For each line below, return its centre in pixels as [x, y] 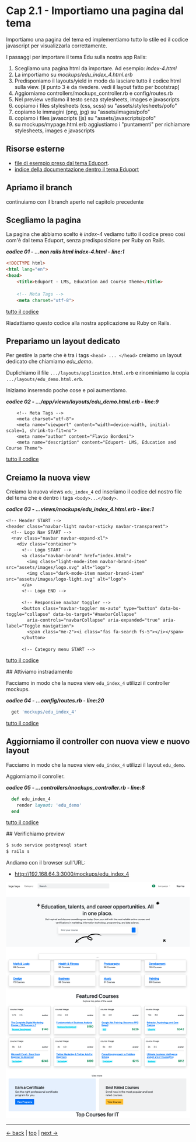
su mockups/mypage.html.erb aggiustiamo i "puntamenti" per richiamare [102, 124]
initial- [160, 425]
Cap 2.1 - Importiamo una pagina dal [95, 11]
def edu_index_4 [31, 799]
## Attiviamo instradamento [39, 672]
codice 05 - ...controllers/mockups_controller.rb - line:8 [76, 787]
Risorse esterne [36, 149]
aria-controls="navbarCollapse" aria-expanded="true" [94, 620]
